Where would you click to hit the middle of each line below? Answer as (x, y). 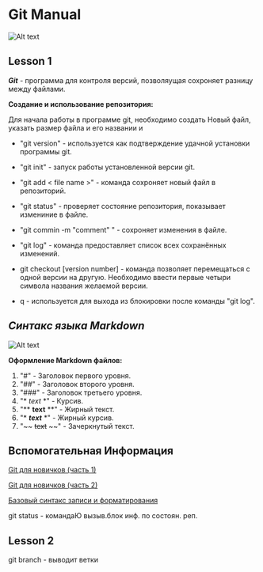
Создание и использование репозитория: (81, 104)
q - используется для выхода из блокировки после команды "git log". (137, 301)
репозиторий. (43, 191)
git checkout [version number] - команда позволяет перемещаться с (135, 269)
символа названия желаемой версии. (84, 286)
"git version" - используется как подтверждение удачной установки (135, 143)
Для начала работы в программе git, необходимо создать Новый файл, (130, 119)
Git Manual (45, 15)
